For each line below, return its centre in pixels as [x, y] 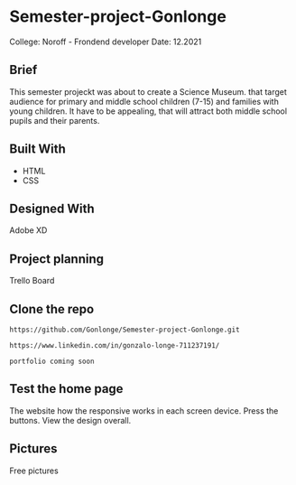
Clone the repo [52, 309]
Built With [37, 149]
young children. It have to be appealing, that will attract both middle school [148, 111]
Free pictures [34, 471]
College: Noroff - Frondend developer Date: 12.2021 [106, 42]
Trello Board [32, 281]
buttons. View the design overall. [70, 420]
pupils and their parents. [55, 120]
